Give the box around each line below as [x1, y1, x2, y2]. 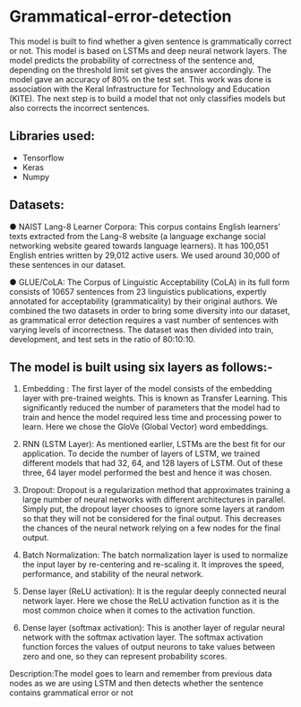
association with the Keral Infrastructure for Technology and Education [9, 83, 271, 94]
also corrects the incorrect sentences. [9, 102, 150, 113]
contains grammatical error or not [9, 687, 133, 698]
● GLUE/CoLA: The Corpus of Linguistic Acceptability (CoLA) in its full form [9, 276, 289, 288]
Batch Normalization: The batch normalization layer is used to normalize [21, 549, 288, 561]
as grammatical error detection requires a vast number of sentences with [9, 315, 279, 325]
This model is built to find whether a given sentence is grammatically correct [9, 36, 292, 47]
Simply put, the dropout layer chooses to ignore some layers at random [21, 504, 285, 514]
